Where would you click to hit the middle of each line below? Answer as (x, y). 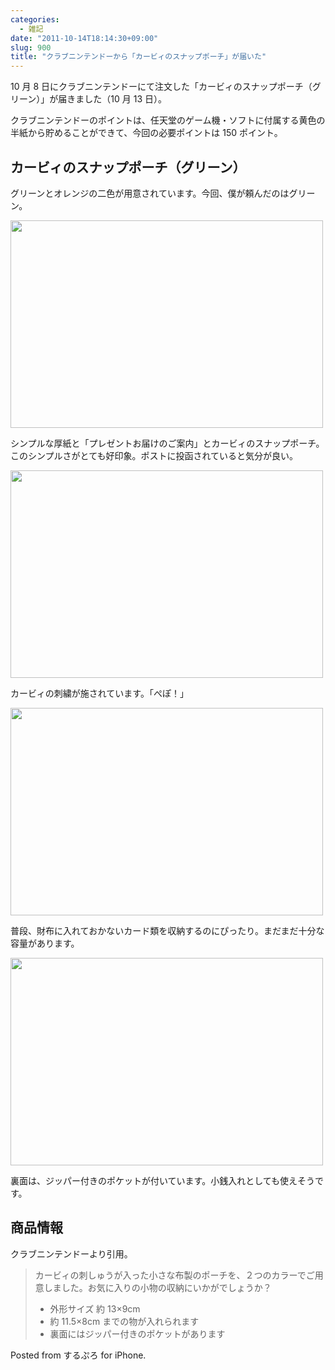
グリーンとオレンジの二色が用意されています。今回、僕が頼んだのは (150, 193)
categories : (35, 19)
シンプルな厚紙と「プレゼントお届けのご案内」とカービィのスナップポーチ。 (167, 443)
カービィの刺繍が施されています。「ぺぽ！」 (99, 693)
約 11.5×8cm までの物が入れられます (124, 1321)
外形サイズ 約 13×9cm (95, 1308)
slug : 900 (31, 47)
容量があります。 (45, 943)
